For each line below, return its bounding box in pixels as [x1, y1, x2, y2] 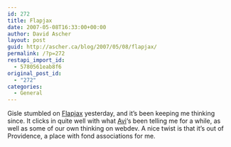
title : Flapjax [7, 17, 53, 24]
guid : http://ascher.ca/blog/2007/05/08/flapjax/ [7, 43, 158, 50]
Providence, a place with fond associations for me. [7, 132, 156, 141]
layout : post [7, 37, 46, 44]
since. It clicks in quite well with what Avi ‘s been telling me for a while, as [7, 116, 221, 125]
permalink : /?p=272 [7, 50, 65, 58]
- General [14, 89, 43, 97]
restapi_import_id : [7, 57, 65, 64]
